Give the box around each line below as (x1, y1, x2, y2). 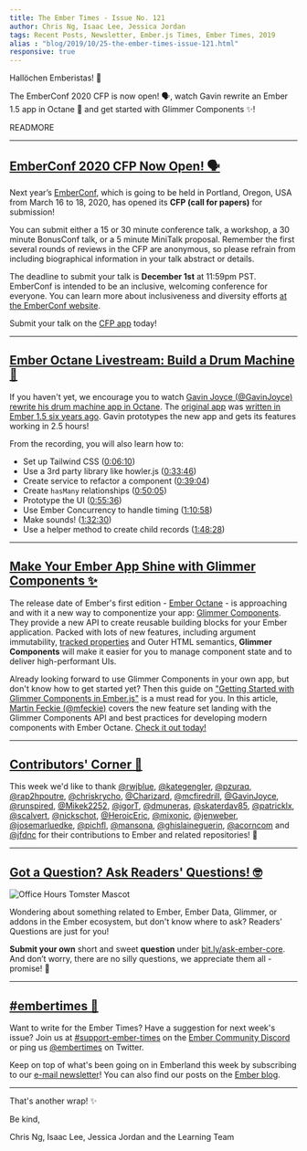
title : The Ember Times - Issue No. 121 (9, 13, 166, 23)
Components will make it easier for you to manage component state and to (9, 646, 292, 657)
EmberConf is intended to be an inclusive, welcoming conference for (9, 280, 268, 291)
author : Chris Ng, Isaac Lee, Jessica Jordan (9, 22, 185, 31)
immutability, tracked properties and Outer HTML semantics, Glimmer (9, 636, 272, 647)
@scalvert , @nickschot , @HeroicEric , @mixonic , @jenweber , (9, 810, 239, 821)
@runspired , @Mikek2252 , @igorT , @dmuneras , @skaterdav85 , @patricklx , (9, 800, 295, 811)
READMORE (9, 122, 55, 133)
